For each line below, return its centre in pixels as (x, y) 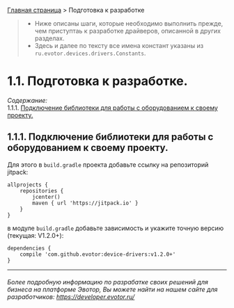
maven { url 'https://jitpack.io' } (85, 203)
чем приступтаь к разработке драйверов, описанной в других (128, 31)
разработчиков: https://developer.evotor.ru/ (71, 297)
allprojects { (28, 185)
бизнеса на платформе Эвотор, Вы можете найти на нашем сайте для (112, 290)
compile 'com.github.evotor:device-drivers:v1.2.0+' (98, 254)
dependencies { (29, 248)
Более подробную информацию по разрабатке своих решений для (108, 282)
